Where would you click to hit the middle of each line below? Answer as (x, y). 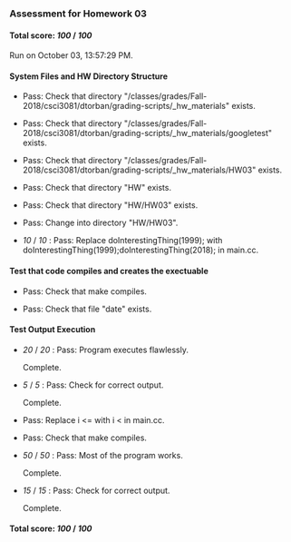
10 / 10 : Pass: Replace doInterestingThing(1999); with (122, 241)
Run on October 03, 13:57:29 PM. (71, 55)
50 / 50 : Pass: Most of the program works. (102, 455)
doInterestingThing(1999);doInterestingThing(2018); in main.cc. (141, 250)
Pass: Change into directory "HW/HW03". (100, 223)
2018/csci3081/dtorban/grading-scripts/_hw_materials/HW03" (139, 170)
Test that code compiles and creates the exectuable (109, 271)
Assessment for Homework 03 (78, 14)
